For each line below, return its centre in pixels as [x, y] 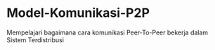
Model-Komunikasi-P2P [78, 13]
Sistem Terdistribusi [35, 39]
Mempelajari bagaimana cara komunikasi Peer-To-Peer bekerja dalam [107, 32]
